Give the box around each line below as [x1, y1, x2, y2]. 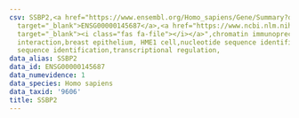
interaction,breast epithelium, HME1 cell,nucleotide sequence [17, 37, 256, 47]
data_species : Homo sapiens [9, 79, 114, 88]
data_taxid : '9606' [9, 87, 82, 96]
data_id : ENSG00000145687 [9, 63, 105, 72]
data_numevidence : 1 [9, 71, 86, 80]
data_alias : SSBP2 [9, 54, 77, 63]
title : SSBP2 [9, 95, 58, 105]
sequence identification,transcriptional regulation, [17, 46, 221, 55]
